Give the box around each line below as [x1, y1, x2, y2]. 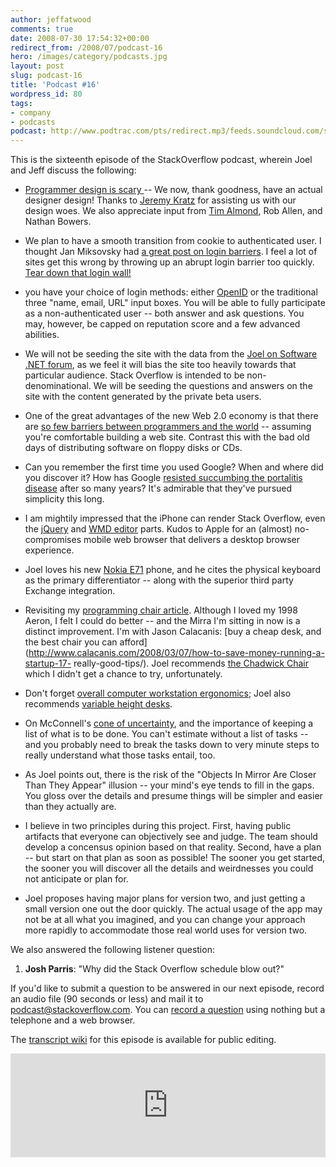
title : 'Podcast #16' [10, 80, 101, 90]
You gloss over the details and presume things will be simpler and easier [24, 790, 323, 802]
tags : [10, 98, 33, 108]
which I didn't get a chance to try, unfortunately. [24, 668, 223, 680]
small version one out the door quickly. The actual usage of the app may [24, 903, 323, 915]
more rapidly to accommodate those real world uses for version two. [24, 924, 308, 936]
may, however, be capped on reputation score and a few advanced [24, 318, 301, 330]
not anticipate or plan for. [24, 873, 129, 885]
